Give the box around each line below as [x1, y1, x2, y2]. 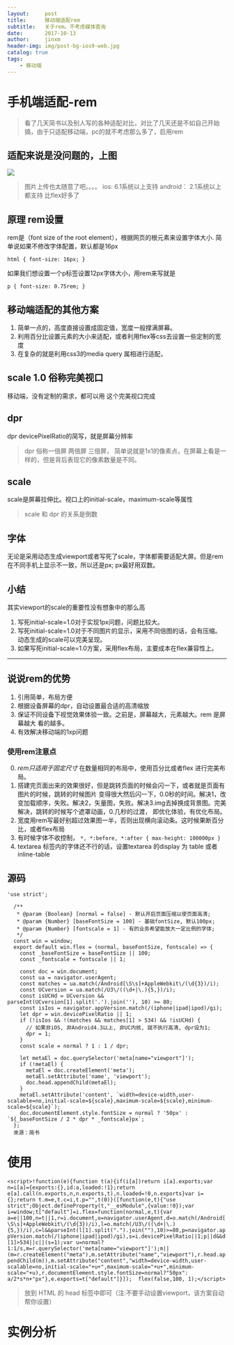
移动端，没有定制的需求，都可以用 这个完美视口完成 [7, 392, 155, 400]
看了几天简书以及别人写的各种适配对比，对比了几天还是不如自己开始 [24, 118, 220, 127]
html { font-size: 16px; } [7, 256, 86, 263]
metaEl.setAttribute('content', [19, 1091, 114, 1098]
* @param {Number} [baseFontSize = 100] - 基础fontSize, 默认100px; [16, 918, 216, 925]
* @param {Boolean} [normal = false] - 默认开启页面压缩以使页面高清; [16, 910, 211, 917]
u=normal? [75, 1238, 104, 1246]
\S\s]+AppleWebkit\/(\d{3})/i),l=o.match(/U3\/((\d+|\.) [7, 1220, 176, 1227]
